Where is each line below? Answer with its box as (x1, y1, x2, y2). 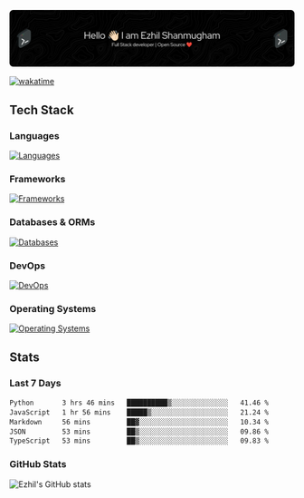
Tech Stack (9, 102, 74, 118)
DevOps (9, 259, 46, 272)
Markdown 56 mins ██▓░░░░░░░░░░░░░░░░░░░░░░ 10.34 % (9, 417, 270, 426)
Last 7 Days (9, 376, 62, 389)
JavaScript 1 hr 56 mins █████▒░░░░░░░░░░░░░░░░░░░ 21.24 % (9, 407, 270, 417)
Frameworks (9, 173, 66, 186)
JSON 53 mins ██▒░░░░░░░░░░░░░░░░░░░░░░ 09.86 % (9, 427, 270, 436)
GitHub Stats (9, 458, 67, 471)
